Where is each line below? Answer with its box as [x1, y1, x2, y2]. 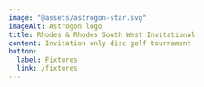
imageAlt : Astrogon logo [8, 22, 102, 31]
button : [8, 47, 38, 56]
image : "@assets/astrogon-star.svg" [8, 13, 147, 23]
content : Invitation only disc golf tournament [8, 38, 192, 48]
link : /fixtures [16, 64, 78, 73]
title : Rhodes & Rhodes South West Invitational [8, 30, 196, 39]
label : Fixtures [16, 55, 78, 64]
